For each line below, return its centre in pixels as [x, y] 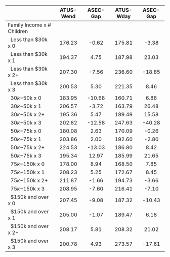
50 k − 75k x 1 [26, 139]
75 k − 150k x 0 [28, 164]
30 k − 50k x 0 [26, 98]
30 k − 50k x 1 [26, 106]
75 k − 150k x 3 [28, 189]
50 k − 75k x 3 [26, 156]
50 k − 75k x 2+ [28, 148]
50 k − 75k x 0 [26, 131]
